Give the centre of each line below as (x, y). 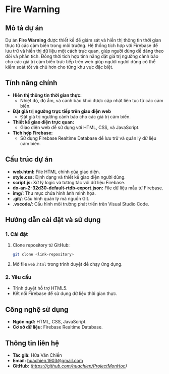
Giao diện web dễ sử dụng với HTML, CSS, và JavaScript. (80, 127)
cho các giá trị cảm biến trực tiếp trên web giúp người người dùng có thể (80, 61)
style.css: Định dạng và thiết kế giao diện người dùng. (69, 177)
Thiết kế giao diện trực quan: (43, 122)
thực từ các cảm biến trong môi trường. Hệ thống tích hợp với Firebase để (81, 46)
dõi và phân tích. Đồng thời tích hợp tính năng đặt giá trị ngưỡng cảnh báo (82, 56)
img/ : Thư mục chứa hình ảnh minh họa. (54, 193)
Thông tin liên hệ (32, 343)
